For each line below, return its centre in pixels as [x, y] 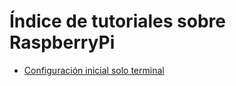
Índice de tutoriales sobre [117, 21]
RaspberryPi [62, 42]
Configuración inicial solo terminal [94, 70]
